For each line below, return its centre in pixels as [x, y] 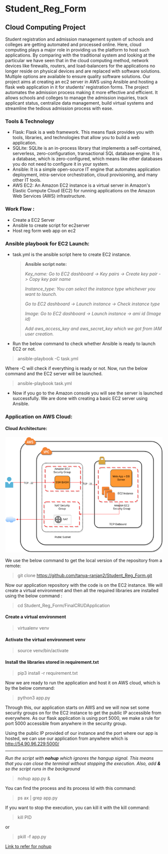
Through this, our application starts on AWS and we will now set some [77, 708]
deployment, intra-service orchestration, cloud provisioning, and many [85, 175]
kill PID [24, 817]
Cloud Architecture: [26, 429]
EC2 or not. [24, 349]
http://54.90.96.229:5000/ [32, 744]
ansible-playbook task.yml [44, 383]
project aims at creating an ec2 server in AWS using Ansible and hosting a [81, 82]
